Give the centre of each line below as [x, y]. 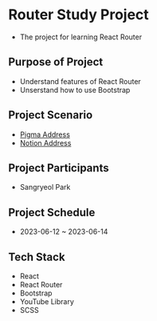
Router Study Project [78, 15]
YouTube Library [47, 301]
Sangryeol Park [45, 187]
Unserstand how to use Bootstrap [75, 90]
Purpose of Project [56, 62]
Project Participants [59, 168]
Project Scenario [51, 115]
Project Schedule [52, 213]
